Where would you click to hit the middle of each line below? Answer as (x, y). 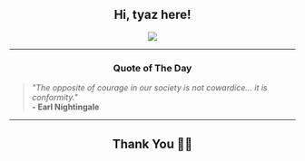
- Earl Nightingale (65, 107)
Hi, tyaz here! (152, 15)
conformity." (55, 98)
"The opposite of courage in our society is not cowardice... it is (149, 88)
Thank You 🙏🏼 (152, 144)
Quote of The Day (152, 68)
